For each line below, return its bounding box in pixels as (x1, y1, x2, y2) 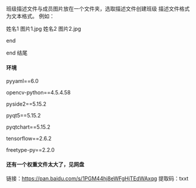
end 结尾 (6, 49, 28, 56)
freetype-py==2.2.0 (6, 146, 55, 154)
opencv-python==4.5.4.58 (6, 89, 71, 96)
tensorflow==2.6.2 (6, 135, 52, 142)
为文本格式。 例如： (6, 12, 55, 20)
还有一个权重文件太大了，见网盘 (6, 161, 84, 168)
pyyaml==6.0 (6, 78, 39, 85)
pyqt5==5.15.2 (6, 112, 41, 119)
